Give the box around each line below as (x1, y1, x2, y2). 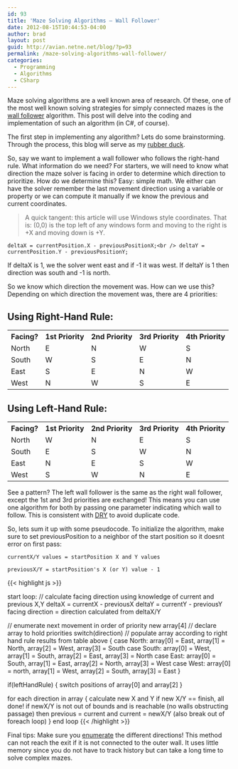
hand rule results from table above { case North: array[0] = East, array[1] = (7, 636, 226, 645)
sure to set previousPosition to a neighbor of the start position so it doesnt (7, 532, 225, 540)
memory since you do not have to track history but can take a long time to (7, 746, 224, 754)
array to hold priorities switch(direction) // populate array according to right (7, 629, 227, 637)
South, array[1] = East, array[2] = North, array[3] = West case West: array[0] (7, 659, 231, 667)
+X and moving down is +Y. (24, 229, 105, 237)
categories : (7, 57, 43, 64)
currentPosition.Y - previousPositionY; (7, 249, 129, 256)
